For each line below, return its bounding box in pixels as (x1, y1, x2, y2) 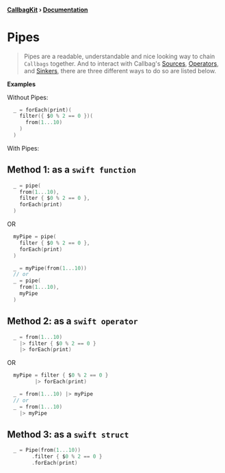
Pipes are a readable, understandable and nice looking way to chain (23, 52, 215, 60)
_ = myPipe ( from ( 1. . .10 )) (13, 264, 88, 272)
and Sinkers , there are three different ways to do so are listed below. (23, 66, 217, 75)
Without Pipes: (7, 93, 49, 101)
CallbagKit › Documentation (7, 5, 88, 14)
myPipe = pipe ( (13, 233, 57, 240)
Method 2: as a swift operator (7, 316, 138, 327)
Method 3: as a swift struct (7, 429, 129, 440)
